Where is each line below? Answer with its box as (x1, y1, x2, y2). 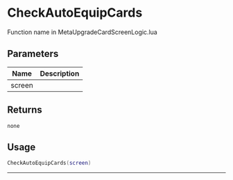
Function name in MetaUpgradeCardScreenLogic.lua (7, 28, 157, 36)
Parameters (7, 48, 59, 60)
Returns (7, 104, 43, 116)
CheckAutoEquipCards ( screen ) (7, 160, 92, 167)
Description (40, 68, 80, 78)
